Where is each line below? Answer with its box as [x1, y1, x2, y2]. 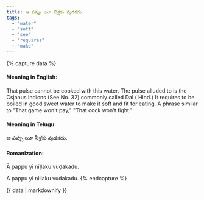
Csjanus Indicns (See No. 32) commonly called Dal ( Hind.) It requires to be [6, 94, 195, 101]
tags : [6, 15, 20, 21]
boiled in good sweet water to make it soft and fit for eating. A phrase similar [6, 100, 198, 107]
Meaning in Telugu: [6, 120, 57, 128]
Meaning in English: [6, 74, 58, 81]
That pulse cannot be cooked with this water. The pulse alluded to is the [6, 87, 187, 95]
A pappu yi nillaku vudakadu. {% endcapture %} [6, 175, 127, 182]
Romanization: [6, 149, 44, 157]
